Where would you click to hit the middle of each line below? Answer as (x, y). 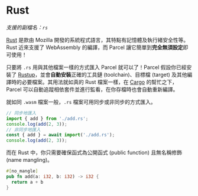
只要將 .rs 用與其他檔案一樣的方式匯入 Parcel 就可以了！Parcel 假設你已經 (96, 67)
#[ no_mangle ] (22, 171)
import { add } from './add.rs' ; (47, 119)
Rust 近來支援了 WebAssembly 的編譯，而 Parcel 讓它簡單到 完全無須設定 (95, 47)
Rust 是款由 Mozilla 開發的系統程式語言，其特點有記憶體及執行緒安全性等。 (98, 40)
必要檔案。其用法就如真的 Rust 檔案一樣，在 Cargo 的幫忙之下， (100, 82)
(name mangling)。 (30, 160)
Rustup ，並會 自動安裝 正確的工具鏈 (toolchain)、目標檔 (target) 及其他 (102, 74)
